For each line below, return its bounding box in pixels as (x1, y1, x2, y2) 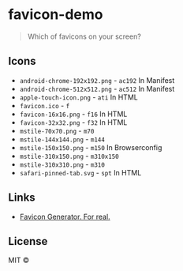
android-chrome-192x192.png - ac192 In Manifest (19, 75, 175, 85)
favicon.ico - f (19, 100, 70, 110)
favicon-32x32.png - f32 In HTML (19, 117, 128, 127)
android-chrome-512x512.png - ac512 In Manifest (19, 84, 175, 93)
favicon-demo (8, 6, 103, 24)
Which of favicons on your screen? (27, 32, 142, 41)
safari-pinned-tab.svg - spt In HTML (19, 167, 142, 177)
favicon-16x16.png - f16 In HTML (19, 109, 128, 119)
